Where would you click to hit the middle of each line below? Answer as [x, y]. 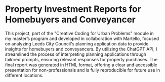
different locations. [24, 75]
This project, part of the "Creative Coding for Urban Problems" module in [80, 33]
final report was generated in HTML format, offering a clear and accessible [81, 65]
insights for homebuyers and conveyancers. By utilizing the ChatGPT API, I [81, 49]
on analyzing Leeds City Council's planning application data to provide [77, 43]
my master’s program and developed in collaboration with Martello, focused [82, 39]
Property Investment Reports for [73, 9]
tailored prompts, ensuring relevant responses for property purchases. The [82, 59]
